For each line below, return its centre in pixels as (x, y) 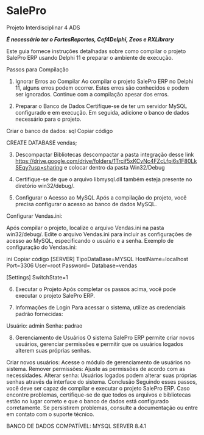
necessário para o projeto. (48, 119)
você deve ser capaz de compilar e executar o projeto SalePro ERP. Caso (98, 388)
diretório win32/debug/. (45, 185)
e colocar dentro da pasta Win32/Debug (114, 167)
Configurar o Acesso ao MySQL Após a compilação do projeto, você (101, 197)
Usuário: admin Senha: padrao (44, 325)
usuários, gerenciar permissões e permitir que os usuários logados (99, 344)
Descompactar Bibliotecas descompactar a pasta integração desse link (104, 154)
